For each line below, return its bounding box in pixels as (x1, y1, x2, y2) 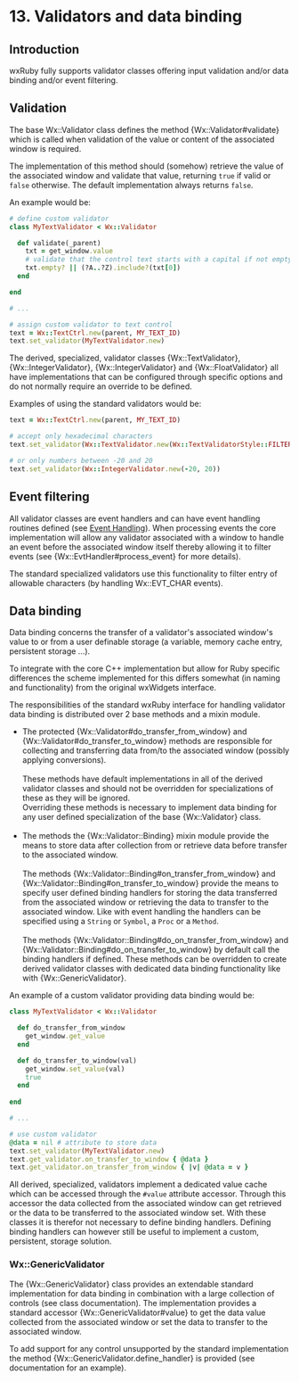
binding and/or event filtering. (9, 75, 118, 86)
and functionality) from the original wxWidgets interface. (9, 683, 216, 693)
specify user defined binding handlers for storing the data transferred (21, 888, 278, 898)
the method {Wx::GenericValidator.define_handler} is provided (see (9, 1353, 255, 1363)
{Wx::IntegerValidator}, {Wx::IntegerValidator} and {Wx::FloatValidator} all (9, 362, 279, 373)
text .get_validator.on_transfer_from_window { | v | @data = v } (9, 1163, 249, 1172)
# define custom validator (9, 214, 109, 223)
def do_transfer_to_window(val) (17, 1055, 138, 1065)
